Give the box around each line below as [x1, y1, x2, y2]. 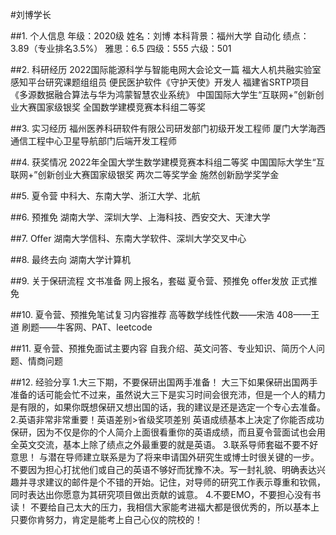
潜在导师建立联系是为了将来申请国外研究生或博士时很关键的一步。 [47, 451, 320, 463]
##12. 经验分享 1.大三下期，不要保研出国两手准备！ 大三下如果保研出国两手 [10, 376, 318, 388]
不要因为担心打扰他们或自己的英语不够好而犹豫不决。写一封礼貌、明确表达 [10, 464, 317, 475]
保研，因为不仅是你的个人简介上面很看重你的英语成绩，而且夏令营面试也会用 [10, 426, 326, 438]
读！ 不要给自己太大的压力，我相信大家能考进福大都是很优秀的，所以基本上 [10, 501, 320, 513]
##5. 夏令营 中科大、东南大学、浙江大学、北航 [10, 190, 201, 202]
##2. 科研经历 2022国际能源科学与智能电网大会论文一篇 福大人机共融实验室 [10, 64, 322, 75]
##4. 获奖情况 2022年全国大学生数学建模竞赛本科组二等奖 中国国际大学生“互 [10, 156, 325, 168]
